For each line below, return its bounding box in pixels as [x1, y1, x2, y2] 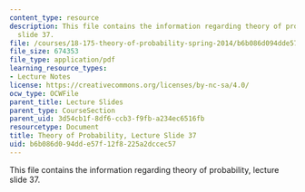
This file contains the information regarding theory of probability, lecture [9, 164, 280, 175]
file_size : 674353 [9, 47, 79, 56]
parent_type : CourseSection [9, 106, 116, 115]
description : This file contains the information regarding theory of [9, 22, 282, 31]
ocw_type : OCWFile [9, 89, 79, 98]
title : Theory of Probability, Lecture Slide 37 [9, 131, 197, 140]
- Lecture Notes [9, 72, 71, 82]
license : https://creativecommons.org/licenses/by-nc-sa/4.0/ [9, 81, 250, 90]
